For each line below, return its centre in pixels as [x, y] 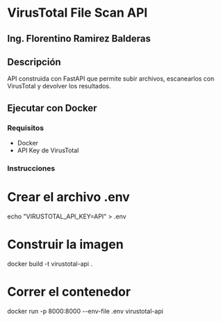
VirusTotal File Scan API [77, 13]
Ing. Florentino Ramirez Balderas [79, 39]
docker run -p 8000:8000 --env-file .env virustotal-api [85, 311]
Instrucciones [31, 168]
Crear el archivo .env [68, 197]
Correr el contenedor [69, 292]
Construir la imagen [65, 244]
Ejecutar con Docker [52, 108]
